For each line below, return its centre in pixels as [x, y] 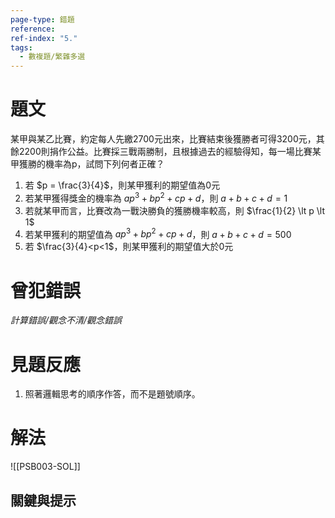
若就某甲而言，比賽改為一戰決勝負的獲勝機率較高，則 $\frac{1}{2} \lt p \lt [175, 210]
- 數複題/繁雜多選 [52, 57]
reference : [33, 29]
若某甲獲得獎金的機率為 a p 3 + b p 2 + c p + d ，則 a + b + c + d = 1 [156, 197]
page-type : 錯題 [42, 19]
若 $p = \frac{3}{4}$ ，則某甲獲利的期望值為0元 [122, 185]
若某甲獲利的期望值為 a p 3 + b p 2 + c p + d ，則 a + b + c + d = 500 [158, 233]
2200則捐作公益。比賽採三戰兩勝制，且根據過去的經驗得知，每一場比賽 [165, 152]
